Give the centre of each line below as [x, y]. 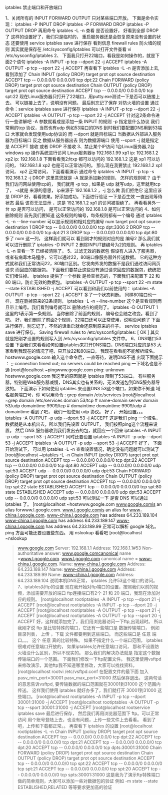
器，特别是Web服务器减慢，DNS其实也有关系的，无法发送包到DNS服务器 [80, 382]
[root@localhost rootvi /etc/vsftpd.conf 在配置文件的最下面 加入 [83, 671]
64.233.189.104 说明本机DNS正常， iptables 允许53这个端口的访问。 [87, 580]
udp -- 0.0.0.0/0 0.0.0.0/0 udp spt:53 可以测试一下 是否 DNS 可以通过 [77, 498]
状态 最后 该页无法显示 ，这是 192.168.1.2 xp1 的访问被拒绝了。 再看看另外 [81, 203]
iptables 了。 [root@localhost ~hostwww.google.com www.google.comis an [83, 504]
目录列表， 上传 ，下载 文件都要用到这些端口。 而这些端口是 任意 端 [87, 634]
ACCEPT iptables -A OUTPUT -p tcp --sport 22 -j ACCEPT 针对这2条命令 [80, 115]
